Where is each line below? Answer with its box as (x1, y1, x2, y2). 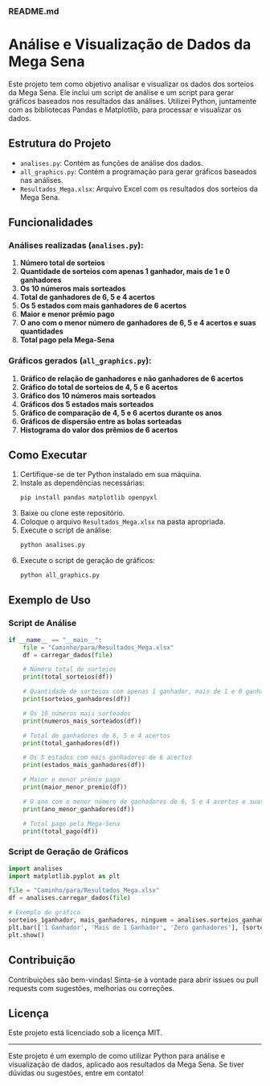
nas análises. (19, 175, 64, 184)
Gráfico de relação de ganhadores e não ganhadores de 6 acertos (19, 373, 243, 383)
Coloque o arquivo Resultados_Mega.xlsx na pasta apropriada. (19, 517, 226, 527)
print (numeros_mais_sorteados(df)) (22, 717, 142, 725)
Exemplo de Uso (8, 594, 91, 607)
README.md (8, 6, 59, 17)
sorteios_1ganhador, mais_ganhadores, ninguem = (8, 916, 174, 924)
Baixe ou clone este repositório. (19, 508, 125, 518)
